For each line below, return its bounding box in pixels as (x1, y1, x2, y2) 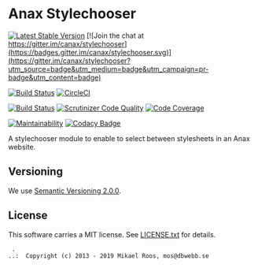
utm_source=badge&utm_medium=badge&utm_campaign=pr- (8, 64, 209, 73)
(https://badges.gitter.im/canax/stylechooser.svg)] (8, 47, 171, 57)
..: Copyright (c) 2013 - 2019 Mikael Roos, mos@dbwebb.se (8, 251, 210, 260)
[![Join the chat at (86, 31, 144, 40)
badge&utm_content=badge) (8, 73, 101, 82)
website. (8, 142, 36, 151)
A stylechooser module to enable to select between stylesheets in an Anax (8, 133, 250, 143)
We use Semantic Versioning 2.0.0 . (8, 186, 122, 195)
